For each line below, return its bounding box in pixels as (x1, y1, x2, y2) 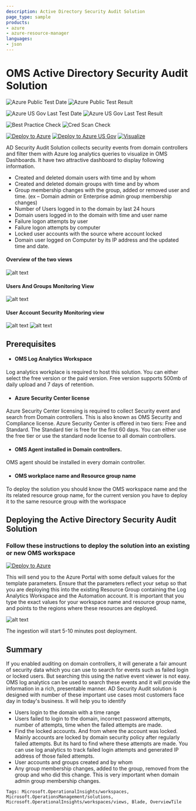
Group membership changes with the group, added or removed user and (14, 186, 190, 194)
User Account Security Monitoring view (6, 309, 105, 316)
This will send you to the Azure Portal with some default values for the (6, 573, 176, 581)
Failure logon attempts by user (14, 218, 88, 225)
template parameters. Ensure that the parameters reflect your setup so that (6, 580, 187, 587)
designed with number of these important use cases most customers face (6, 691, 184, 698)
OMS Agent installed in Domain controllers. (14, 445, 122, 452)
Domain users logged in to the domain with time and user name (14, 211, 168, 218)
